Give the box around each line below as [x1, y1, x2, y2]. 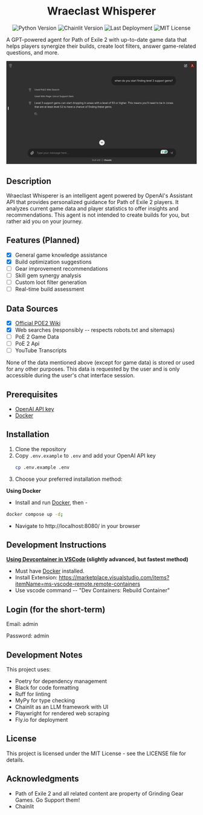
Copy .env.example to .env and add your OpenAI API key [14, 452, 156, 459]
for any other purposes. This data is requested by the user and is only [6, 365, 180, 373]
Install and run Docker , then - [14, 498, 88, 506]
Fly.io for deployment [14, 716, 68, 724]
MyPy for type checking [14, 697, 76, 704]
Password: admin [6, 632, 50, 639]
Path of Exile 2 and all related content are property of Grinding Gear [14, 790, 184, 797]
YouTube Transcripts [14, 347, 67, 354]
